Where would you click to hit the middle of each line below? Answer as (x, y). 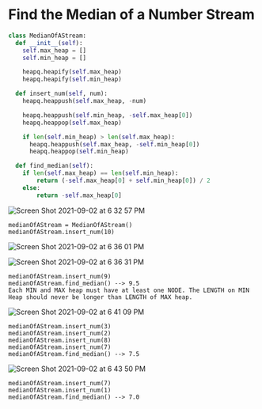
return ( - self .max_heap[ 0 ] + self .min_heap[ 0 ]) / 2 (124, 181)
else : (32, 187)
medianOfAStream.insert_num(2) (60, 333)
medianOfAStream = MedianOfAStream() (70, 225)
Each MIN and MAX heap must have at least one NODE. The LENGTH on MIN (129, 290)
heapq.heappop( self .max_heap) (72, 123)
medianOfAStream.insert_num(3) (60, 326)
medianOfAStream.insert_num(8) (60, 340)
